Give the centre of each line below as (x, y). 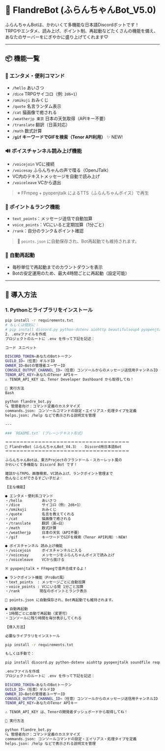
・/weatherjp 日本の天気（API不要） (43, 532)
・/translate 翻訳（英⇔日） (36, 523)
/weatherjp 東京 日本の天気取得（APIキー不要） (60, 118)
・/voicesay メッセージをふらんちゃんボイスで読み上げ (60, 555)
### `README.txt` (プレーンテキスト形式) (44, 433)
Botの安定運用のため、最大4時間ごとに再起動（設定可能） (71, 273)
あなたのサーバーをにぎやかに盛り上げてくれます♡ (57, 37)
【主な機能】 (16, 487)
